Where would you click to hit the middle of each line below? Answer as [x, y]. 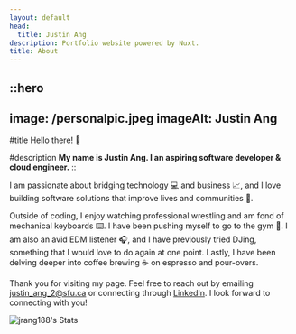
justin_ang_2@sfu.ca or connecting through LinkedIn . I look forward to [140, 293]
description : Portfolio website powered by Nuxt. [105, 43]
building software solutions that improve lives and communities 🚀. [131, 199]
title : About [34, 51]
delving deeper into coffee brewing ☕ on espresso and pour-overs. [134, 263]
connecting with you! [48, 302]
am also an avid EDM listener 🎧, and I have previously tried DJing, [133, 239]
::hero [27, 88]
